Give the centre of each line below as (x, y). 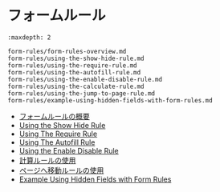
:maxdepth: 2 (29, 37)
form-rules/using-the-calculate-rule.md (76, 86)
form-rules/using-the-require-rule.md (72, 65)
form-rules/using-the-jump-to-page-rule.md (81, 93)
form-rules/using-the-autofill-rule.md (74, 72)
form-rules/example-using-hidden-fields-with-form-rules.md (110, 100)
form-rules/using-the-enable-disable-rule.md (85, 79)
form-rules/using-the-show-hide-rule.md (76, 58)
